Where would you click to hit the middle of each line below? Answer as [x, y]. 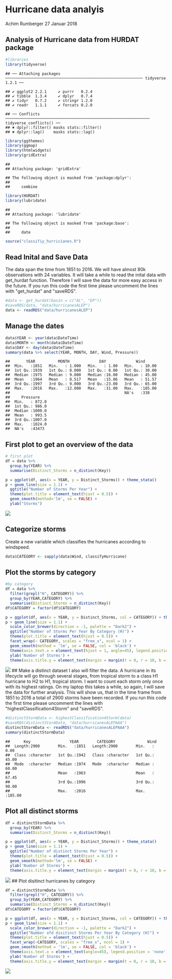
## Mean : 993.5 [26, 415]
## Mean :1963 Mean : [80, 773]
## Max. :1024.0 [26, 424]
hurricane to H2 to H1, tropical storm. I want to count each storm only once [84, 681]
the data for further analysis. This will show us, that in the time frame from [83, 692]
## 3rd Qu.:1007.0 [26, 420]
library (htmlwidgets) [28, 150]
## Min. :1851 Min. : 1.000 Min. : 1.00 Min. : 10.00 [81, 366]
